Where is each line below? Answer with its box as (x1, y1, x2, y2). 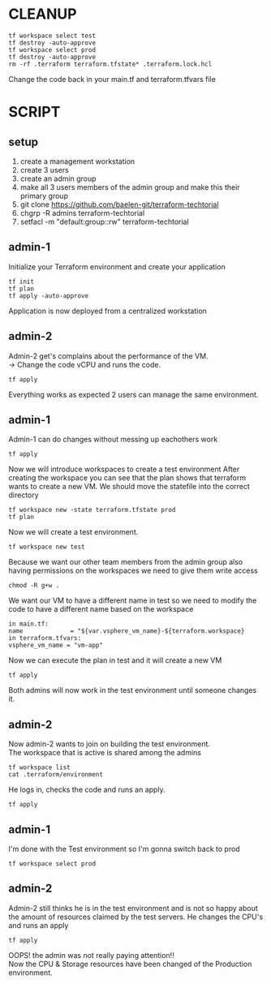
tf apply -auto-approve (8, 291, 89, 300)
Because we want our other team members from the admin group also (8, 557, 243, 567)
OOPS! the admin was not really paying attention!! (8, 950, 174, 960)
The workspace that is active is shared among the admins (8, 748, 201, 758)
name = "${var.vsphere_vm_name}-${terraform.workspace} (8, 627, 245, 635)
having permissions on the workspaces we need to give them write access (8, 565, 258, 576)
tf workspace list (8, 763, 71, 771)
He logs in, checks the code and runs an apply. (8, 784, 166, 795)
